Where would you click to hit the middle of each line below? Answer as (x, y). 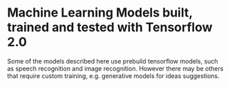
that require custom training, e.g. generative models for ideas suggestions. (113, 76)
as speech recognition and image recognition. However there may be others (115, 68)
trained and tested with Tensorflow (110, 27)
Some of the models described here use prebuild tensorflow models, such (113, 61)
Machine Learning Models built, (100, 13)
